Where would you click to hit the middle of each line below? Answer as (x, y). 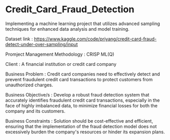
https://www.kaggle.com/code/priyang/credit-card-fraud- (95, 39)
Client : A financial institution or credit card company (61, 64)
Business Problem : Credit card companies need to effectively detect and (83, 74)
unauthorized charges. (29, 85)
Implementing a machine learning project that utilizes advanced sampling (83, 24)
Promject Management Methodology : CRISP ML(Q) (60, 54)
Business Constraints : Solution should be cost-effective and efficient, (79, 121)
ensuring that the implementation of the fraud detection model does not (81, 126)
